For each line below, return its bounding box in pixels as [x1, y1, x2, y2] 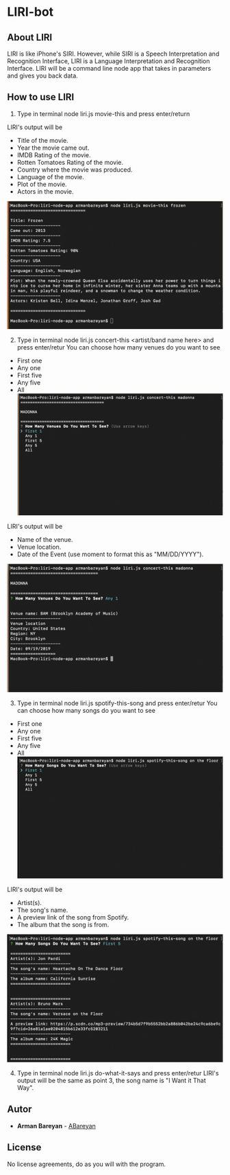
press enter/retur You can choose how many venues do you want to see [16, 343, 220, 352]
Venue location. [16, 543, 62, 551]
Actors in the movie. [16, 187, 74, 196]
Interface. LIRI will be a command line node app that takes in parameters [7, 65, 212, 72]
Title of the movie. [16, 136, 68, 144]
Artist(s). [16, 898, 42, 906]
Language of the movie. [16, 172, 84, 181]
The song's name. [16, 906, 68, 914]
